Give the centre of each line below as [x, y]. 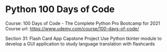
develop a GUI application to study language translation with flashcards [80, 43]
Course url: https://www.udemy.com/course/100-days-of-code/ [72, 28]
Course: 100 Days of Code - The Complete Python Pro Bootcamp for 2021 [83, 23]
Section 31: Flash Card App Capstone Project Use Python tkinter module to [83, 38]
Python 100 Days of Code [60, 9]
